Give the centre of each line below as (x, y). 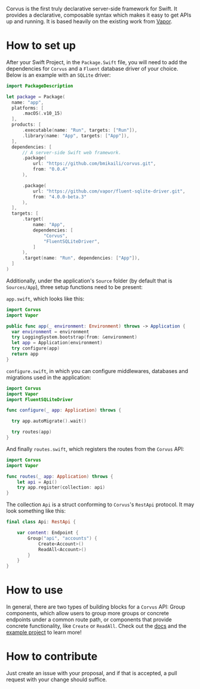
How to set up (41, 46)
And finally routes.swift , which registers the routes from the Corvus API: (95, 449)
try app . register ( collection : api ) (61, 488)
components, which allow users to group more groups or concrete (87, 613)
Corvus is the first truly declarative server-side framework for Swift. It (92, 9)
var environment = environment (50, 332)
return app (25, 354)
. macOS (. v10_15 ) (42, 113)
